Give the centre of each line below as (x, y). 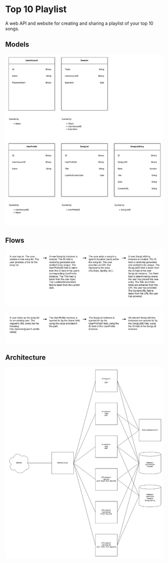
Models (17, 45)
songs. (12, 28)
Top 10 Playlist (36, 9)
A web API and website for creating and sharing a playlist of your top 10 (79, 23)
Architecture (26, 358)
